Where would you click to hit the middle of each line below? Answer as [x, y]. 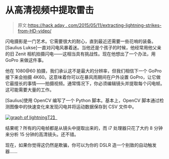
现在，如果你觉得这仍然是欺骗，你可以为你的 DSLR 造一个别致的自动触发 [81, 145]
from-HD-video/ [34, 31]
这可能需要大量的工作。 [30, 90]
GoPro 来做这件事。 [26, 60]
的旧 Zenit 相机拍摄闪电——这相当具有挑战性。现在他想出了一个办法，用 [80, 54]
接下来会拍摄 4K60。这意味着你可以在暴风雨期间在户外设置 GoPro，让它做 [83, 77]
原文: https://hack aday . [42, 25]
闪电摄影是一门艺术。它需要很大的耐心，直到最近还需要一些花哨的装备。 [80, 41]
